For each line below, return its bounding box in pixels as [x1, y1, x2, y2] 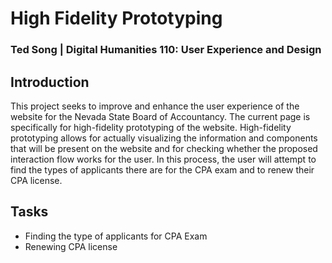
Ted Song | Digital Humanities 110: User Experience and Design [10, 43, 322, 57]
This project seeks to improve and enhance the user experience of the [10, 100, 300, 112]
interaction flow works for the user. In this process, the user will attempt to [10, 153, 317, 165]
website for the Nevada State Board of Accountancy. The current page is [10, 110, 311, 122]
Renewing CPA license [24, 240, 118, 252]
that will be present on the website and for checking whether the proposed [10, 142, 318, 154]
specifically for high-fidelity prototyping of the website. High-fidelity [10, 121, 292, 133]
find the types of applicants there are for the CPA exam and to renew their [10, 163, 315, 176]
